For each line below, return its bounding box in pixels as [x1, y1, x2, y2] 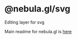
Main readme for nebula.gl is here [4, 28, 72, 34]
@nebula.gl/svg [4, 3, 71, 14]
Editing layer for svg [4, 19, 45, 25]
